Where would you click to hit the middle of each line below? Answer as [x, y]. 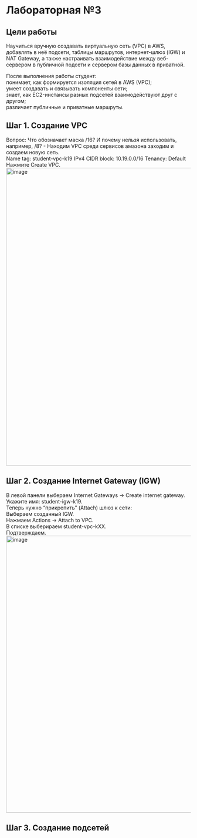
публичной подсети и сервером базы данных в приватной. [111, 65]
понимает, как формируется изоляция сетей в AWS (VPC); [79, 82]
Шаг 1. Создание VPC [47, 126]
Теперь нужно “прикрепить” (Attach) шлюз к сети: [69, 508]
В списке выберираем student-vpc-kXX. [56, 526]
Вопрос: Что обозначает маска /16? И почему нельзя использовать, [91, 140]
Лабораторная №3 [54, 10]
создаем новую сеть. [33, 152]
